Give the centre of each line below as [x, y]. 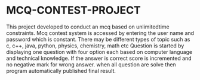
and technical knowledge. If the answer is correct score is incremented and [99, 58]
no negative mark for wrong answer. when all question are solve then [91, 64]
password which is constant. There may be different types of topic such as [98, 39]
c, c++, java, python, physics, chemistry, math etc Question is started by [95, 46]
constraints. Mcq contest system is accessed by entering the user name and [100, 33]
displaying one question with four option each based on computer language [99, 52]
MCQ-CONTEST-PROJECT [74, 10]
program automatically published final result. [61, 71]
